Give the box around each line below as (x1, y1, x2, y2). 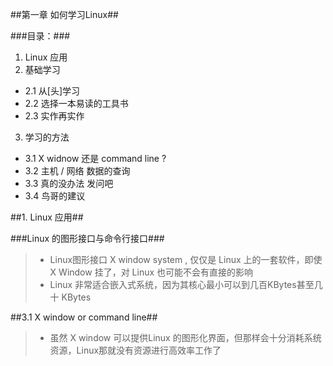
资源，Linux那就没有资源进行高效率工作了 (49, 344, 222, 356)
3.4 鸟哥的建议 (24, 190, 86, 202)
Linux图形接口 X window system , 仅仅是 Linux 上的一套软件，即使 (49, 254, 323, 265)
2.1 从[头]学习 (24, 85, 81, 97)
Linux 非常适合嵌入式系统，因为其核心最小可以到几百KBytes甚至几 (49, 279, 323, 290)
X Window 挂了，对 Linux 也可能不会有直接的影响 (49, 266, 254, 278)
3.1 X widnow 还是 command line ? (24, 153, 167, 164)
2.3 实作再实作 (24, 110, 85, 122)
